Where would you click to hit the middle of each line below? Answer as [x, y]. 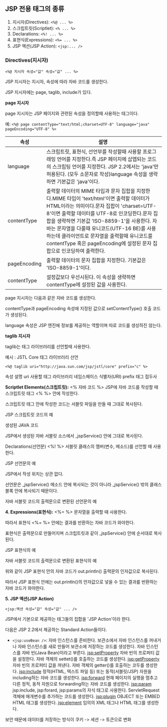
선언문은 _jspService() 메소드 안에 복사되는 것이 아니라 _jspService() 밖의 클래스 [83, 485]
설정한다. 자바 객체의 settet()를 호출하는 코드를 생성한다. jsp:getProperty [89, 659]
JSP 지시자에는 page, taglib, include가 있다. [48, 92]
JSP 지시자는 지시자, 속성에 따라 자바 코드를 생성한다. [57, 82]
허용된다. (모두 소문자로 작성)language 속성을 [97, 174]
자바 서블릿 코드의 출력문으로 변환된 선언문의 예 [51, 501]
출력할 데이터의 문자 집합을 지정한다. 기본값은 [96, 260]
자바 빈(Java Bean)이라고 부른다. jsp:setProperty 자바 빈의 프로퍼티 [88, 653]
